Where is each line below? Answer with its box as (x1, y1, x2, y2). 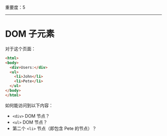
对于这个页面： (5, 45, 36, 51)
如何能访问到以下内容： (5, 102, 53, 108)
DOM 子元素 (5, 28, 55, 40)
